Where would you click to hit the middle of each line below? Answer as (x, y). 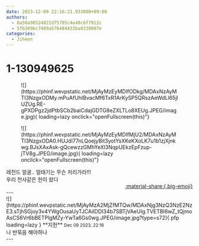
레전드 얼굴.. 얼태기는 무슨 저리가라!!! (49, 172)
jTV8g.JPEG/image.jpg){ (51, 153)
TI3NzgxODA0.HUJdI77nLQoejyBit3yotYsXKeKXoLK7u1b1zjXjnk (98, 141)
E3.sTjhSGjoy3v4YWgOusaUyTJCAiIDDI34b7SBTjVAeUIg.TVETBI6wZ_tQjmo (99, 211)
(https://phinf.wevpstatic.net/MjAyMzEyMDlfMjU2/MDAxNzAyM (99, 134)
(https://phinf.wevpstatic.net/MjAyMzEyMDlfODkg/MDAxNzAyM (99, 91)
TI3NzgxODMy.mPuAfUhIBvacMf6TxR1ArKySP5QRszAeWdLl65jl (99, 97)
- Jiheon (22, 39)
